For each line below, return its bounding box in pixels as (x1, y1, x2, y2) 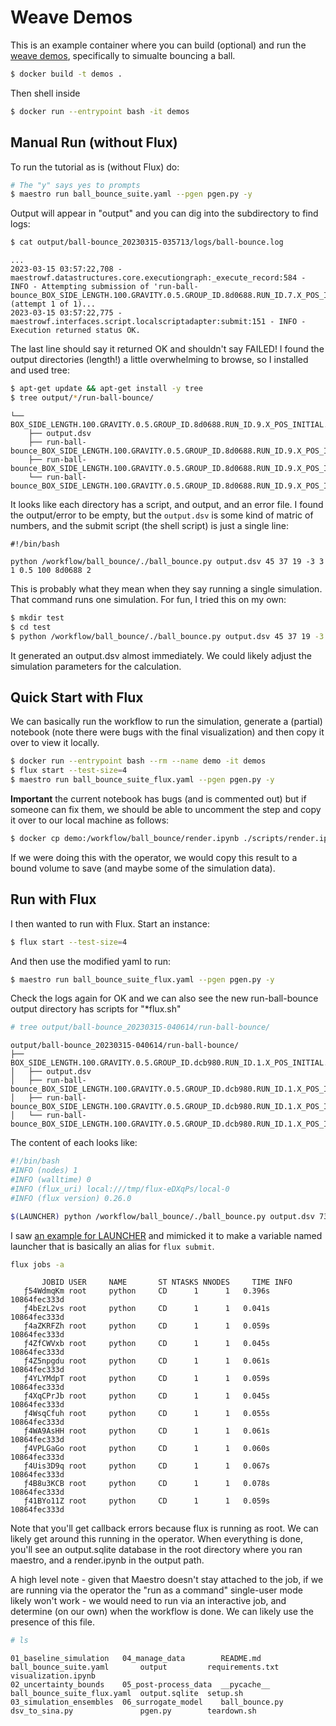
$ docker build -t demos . (10, 69, 123, 79)
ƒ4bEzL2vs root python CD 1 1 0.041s (23, 1304, 271, 1314)
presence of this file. (10, 1616, 95, 1628)
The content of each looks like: (10, 1137, 138, 1149)
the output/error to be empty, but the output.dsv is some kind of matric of (10, 509, 314, 521)
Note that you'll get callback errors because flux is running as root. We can (10, 1522, 319, 1535)
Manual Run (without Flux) (10, 134, 178, 151)
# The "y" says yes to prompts (10, 180, 141, 190)
